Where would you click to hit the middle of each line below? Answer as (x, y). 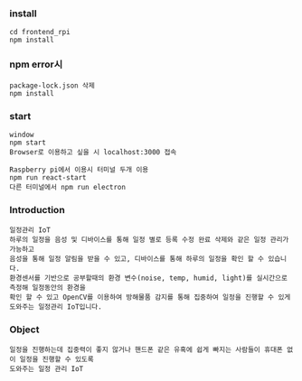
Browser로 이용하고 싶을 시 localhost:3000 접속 (93, 152)
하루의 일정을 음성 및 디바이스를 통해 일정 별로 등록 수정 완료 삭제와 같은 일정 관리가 (149, 240)
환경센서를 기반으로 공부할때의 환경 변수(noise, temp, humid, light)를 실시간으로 (148, 278)
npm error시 (36, 64)
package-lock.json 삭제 (52, 85)
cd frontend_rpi (40, 33)
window (22, 135)
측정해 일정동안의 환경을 (47, 288)
